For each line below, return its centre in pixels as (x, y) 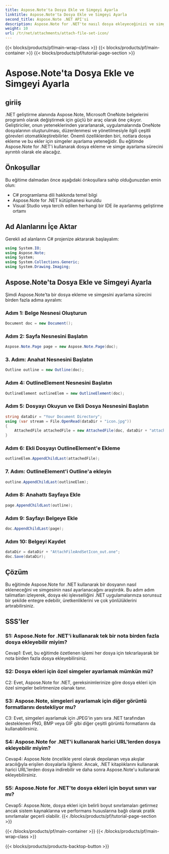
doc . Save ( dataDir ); (26, 557)
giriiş (13, 102)
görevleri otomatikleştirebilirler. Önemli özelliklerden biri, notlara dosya (78, 136)
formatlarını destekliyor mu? (41, 707)
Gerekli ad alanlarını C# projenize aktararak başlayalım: (62, 239)
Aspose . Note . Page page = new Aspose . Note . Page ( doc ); (62, 347)
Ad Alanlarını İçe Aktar (41, 227)
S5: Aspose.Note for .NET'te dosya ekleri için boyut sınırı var (81, 788)
